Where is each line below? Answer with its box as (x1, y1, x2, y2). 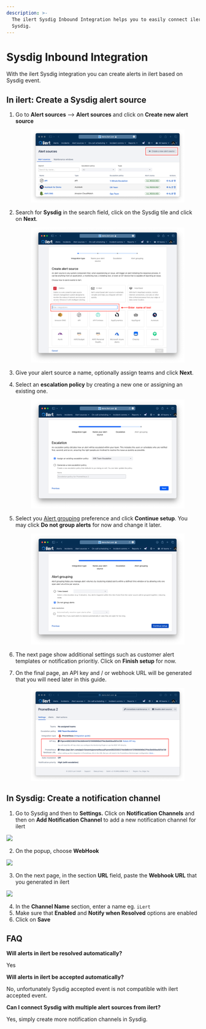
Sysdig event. (6, 77, 41, 84)
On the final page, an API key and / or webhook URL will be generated (15, 669, 192, 676)
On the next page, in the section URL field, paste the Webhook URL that (15, 871, 197, 879)
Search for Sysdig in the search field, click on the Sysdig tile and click (15, 209, 193, 216)
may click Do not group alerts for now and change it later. (15, 522, 162, 529)
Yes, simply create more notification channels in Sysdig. (6, 1016, 148, 1023)
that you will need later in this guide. (15, 676, 107, 683)
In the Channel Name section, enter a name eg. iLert (15, 903, 151, 910)
